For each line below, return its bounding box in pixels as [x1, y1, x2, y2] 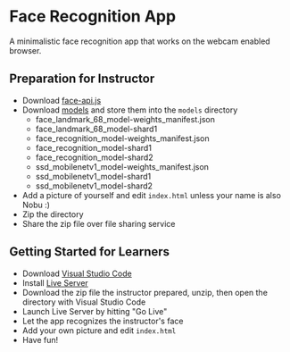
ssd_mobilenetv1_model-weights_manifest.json [35, 161, 210, 172]
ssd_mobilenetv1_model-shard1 [35, 171, 152, 181]
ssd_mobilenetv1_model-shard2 [35, 180, 153, 191]
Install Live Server [21, 277, 89, 288]
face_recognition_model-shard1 [35, 142, 152, 153]
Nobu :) [21, 199, 51, 210]
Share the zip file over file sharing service [21, 218, 176, 229]
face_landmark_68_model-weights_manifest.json [35, 113, 216, 124]
